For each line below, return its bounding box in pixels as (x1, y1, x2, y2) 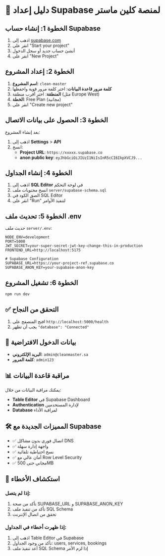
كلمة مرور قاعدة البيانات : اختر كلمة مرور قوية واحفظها (12, 86, 112, 92)
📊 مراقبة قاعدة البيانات (5, 371, 69, 380)
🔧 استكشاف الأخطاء (5, 475, 60, 483)
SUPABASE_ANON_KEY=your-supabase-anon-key (5, 265, 94, 270)
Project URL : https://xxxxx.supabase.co (19, 149, 103, 155)
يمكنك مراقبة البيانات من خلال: (5, 387, 61, 393)
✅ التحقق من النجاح (5, 305, 59, 314)
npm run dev (5, 292, 30, 297)
